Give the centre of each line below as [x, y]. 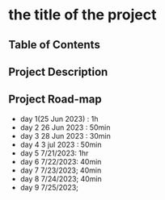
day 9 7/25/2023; [49, 187]
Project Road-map [55, 100]
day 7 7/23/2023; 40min [61, 170]
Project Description [58, 71]
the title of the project [82, 15]
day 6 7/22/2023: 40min [61, 161]
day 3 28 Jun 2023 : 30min [65, 135]
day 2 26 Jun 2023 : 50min [65, 127]
